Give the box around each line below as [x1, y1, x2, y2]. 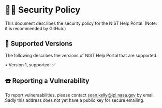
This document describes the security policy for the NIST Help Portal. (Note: [5, 20, 157, 26]
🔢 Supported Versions [5, 40, 73, 48]
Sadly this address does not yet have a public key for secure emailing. [5, 97, 145, 103]
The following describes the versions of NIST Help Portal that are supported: [5, 52, 158, 58]
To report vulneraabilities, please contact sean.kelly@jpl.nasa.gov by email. [5, 92, 155, 98]
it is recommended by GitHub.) [5, 25, 66, 31]
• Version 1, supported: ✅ [5, 62, 56, 67]
